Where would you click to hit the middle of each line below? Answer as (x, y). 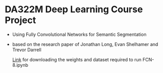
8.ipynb (20, 65)
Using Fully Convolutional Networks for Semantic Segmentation (79, 34)
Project (21, 20)
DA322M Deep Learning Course (74, 9)
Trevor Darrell (27, 50)
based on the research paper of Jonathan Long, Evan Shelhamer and (85, 44)
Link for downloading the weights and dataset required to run (77, 59)
